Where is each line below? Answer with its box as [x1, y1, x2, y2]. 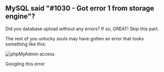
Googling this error [5, 61, 45, 67]
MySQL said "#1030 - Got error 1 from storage [5, 4, 154, 13]
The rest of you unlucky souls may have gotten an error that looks [5, 35, 144, 41]
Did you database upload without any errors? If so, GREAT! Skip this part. [5, 26, 159, 32]
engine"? [5, 12, 36, 21]
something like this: [5, 41, 46, 47]
